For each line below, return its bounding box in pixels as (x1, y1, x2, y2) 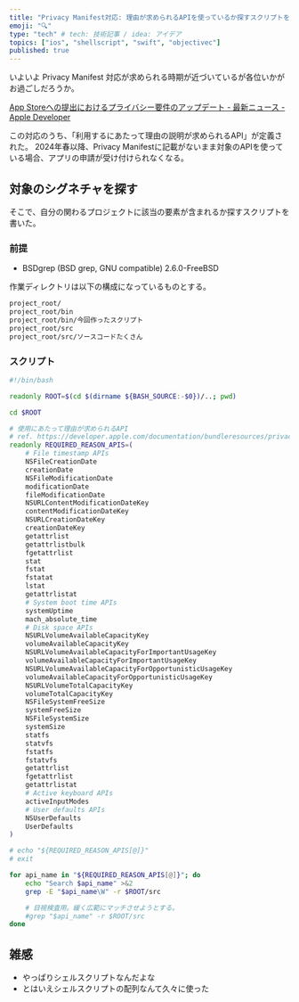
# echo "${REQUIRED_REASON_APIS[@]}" (9, 846, 149, 856)
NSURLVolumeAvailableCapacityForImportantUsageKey (25, 648, 217, 657)
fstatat (25, 573, 53, 582)
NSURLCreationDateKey (25, 515, 105, 524)
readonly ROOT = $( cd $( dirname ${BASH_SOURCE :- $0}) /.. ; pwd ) (9, 391, 238, 401)
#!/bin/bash (9, 375, 53, 384)
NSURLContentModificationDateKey (25, 498, 149, 508)
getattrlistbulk (25, 540, 86, 549)
